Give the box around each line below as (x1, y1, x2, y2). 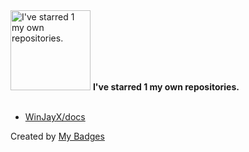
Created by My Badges (10, 130, 105, 142)
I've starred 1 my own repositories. (92, 81, 240, 93)
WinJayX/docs (24, 111, 86, 123)
